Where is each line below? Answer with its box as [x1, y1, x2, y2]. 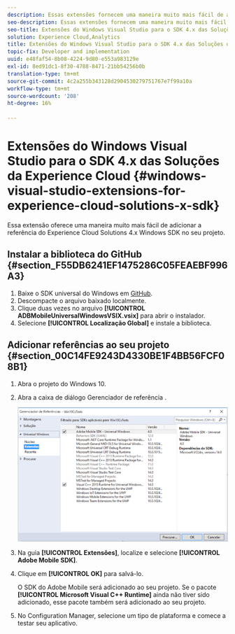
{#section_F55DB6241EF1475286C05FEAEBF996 [7, 260, 228, 272]
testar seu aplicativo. [17, 619, 78, 627]
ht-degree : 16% [7, 100, 52, 107]
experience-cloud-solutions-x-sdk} [7, 198, 220, 213]
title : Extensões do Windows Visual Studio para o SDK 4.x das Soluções [7, 41, 224, 48]
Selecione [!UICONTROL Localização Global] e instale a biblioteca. [17, 318, 212, 327]
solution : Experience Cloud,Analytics [7, 34, 120, 41]
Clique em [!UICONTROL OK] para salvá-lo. [17, 569, 144, 577]
